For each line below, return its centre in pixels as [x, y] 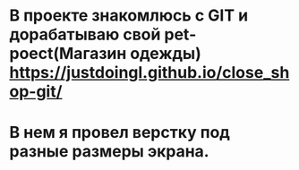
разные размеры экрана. [109, 152]
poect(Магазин [68, 54]
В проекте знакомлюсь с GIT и [129, 16]
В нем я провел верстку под [120, 133]
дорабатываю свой [85, 34]
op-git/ [36, 92]
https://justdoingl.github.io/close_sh [149, 73]
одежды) [165, 54]
